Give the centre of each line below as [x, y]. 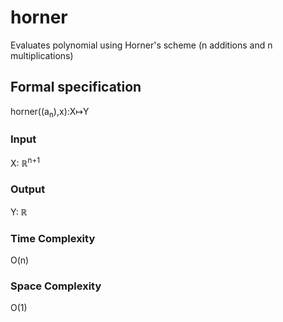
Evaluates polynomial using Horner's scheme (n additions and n [141, 45]
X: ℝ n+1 [25, 162]
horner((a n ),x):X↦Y [50, 112]
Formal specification [76, 87]
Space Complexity [56, 286]
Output [28, 189]
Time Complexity [53, 238]
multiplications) [42, 55]
